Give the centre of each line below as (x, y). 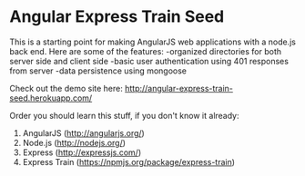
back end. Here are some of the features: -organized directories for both (146, 51)
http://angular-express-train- (179, 88)
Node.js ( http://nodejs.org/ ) (74, 142)
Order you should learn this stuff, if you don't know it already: (124, 115)
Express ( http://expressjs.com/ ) (82, 152)
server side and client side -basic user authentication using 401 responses (149, 61)
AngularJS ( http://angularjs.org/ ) (84, 132)
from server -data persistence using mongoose (98, 71)
